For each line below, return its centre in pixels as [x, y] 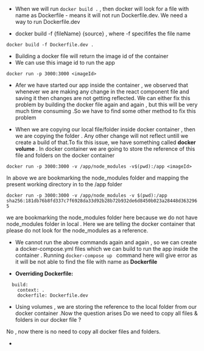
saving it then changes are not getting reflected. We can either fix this [103, 98]
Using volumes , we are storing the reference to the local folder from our [106, 307]
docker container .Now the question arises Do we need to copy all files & [106, 313]
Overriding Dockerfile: [44, 273]
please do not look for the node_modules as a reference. [77, 230]
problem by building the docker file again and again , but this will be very [106, 104]
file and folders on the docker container [65, 155]
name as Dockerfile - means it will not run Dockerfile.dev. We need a [101, 15]
